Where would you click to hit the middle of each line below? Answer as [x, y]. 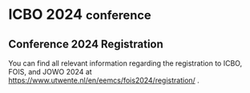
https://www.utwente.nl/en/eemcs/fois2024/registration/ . [104, 80]
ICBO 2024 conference [80, 15]
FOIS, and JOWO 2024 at [50, 72]
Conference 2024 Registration [86, 44]
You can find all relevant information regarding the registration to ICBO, [125, 63]
